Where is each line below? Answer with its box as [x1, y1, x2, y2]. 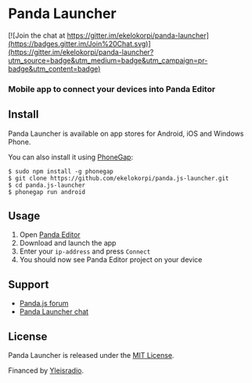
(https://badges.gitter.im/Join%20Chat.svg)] [8, 38, 151, 48]
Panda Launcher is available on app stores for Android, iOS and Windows [8, 129, 244, 138]
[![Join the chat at [8, 31, 66, 40]
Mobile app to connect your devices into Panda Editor [8, 83, 216, 94]
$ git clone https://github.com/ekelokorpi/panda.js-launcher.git [8, 174, 229, 182]
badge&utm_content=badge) [8, 64, 101, 73]
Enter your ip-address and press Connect [19, 246, 151, 256]
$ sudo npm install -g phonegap [8, 167, 113, 175]
